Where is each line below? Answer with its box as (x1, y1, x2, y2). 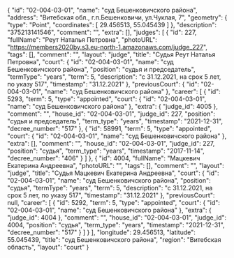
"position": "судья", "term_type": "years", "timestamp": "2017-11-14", (7, 146, 205, 155)
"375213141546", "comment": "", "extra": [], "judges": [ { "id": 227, (7, 28, 197, 36)
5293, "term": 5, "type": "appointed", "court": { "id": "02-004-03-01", (7, 95, 207, 103)
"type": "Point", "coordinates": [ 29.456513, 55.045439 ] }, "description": (7, 21, 217, 29)
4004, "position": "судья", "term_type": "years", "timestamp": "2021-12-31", (7, 221, 225, 229)
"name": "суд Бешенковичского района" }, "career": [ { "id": (44, 87, 221, 96)
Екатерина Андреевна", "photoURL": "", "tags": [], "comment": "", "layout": (7, 162, 225, 169)
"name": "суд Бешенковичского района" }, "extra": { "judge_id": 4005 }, (7, 103, 219, 110)
